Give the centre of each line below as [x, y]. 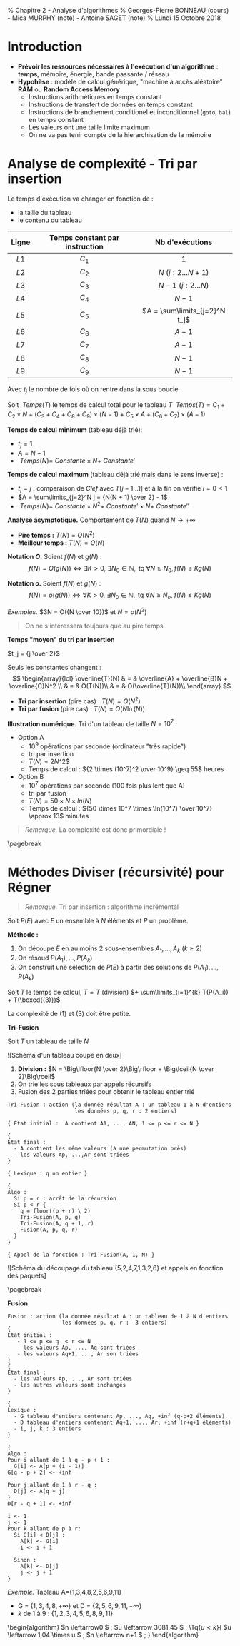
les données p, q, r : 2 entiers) [126, 1111]
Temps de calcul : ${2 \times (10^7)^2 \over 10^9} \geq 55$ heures [126, 769]
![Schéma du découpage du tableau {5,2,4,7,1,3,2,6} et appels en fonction [115, 1268]
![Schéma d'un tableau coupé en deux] [65, 1055]
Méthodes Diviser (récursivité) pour [116, 872]
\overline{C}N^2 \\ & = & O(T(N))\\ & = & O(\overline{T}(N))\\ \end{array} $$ [120, 686]
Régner [29, 887]
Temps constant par [84, 237]
